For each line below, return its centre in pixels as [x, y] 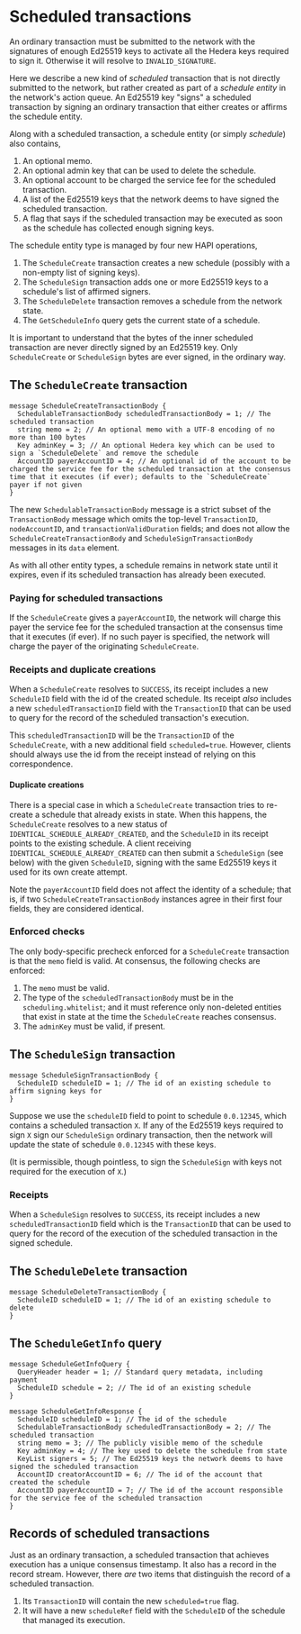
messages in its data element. [64, 548]
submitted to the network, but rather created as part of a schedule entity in [148, 87]
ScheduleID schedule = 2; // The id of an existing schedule [134, 1388]
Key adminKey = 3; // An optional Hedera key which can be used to [146, 445]
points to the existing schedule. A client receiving [100, 843]
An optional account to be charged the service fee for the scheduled [149, 180]
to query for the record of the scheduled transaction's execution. [129, 718]
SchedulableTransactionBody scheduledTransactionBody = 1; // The [144, 413]
